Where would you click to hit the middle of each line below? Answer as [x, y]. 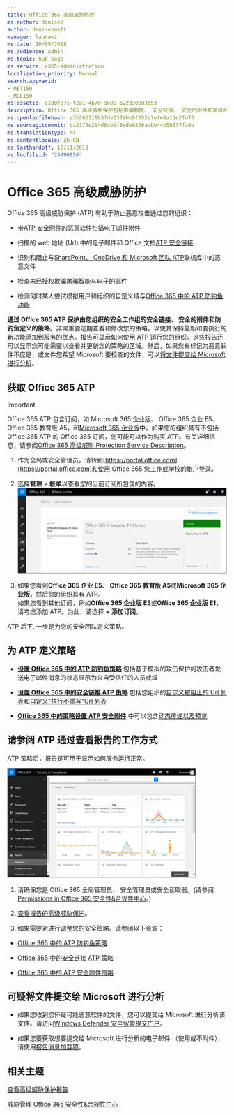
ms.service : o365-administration [56, 66]
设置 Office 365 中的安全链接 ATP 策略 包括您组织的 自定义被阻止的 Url [118, 692]
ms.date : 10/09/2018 [37, 44]
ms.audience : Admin [36, 52]
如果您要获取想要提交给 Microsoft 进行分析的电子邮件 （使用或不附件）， [120, 1038]
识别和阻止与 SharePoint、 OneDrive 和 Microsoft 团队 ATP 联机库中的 [116, 258]
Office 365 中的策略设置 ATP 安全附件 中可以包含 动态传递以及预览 [112, 715]
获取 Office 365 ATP [51, 387]
